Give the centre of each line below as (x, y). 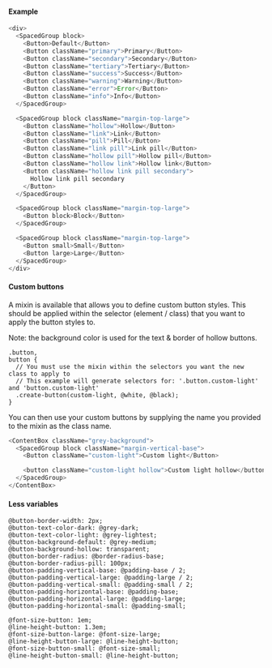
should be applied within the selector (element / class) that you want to (127, 313)
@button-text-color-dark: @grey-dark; (74, 528)
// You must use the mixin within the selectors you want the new (130, 366)
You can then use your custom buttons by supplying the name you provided (135, 417)
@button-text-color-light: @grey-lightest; (83, 535)
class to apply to (39, 374)
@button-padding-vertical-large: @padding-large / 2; (101, 578)
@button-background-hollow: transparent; (79, 550)
